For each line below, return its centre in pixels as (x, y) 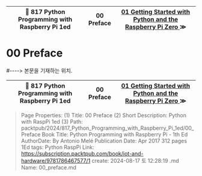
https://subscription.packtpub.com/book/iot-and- (82, 153)
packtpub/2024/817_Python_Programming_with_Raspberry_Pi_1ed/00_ (107, 128)
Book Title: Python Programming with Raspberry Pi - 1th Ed (115, 134)
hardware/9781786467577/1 (56, 160)
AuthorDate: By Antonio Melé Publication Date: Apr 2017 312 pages (104, 141)
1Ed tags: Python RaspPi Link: (57, 147)
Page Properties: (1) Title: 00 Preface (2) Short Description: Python (103, 115)
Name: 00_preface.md (49, 167)
